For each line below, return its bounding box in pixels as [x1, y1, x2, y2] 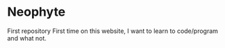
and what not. [7, 34, 47, 42]
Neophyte [7, 4, 66, 20]
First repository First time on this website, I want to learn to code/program [7, 27, 219, 35]
